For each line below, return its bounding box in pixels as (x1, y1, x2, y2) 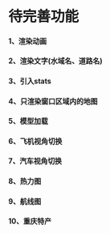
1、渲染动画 (8, 36, 47, 45)
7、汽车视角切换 (8, 156, 63, 166)
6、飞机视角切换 (8, 136, 63, 146)
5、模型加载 (8, 116, 48, 126)
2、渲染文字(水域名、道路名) (8, 56, 103, 66)
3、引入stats (8, 76, 52, 86)
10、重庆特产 (8, 216, 52, 227)
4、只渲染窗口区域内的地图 (8, 96, 98, 106)
